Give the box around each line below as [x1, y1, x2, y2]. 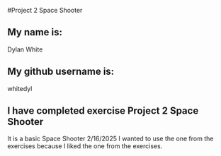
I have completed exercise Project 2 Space [7, 105, 199, 117]
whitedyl [7, 84, 33, 92]
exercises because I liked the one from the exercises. [7, 142, 163, 150]
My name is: [7, 26, 62, 38]
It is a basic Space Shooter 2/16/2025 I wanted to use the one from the [7, 134, 214, 143]
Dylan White [7, 45, 43, 54]
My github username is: [7, 66, 115, 78]
